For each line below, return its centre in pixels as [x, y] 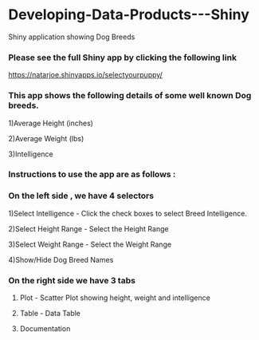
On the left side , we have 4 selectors [81, 196]
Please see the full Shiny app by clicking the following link [123, 57]
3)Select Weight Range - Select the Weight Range [90, 244]
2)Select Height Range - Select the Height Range [88, 228]
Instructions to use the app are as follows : [92, 175]
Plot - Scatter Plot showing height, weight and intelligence [115, 298]
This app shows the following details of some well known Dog [130, 96]
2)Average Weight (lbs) [46, 138]
